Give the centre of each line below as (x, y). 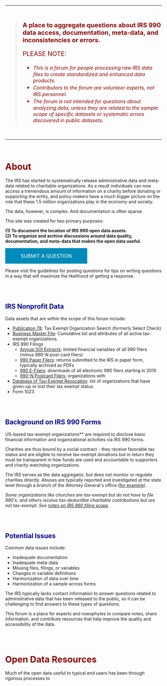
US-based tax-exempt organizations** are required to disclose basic (75, 434)
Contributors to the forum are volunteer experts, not (94, 88)
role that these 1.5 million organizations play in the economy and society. (80, 201)
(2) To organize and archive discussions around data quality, (69, 236)
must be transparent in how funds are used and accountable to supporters (82, 460)
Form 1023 (23, 392)
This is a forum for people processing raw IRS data (93, 68)
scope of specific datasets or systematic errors (89, 114)
